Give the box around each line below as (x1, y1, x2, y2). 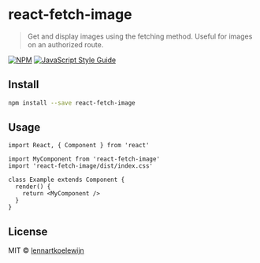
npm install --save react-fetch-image (8, 98, 136, 107)
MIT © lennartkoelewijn (8, 246, 84, 255)
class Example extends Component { (8, 176, 125, 184)
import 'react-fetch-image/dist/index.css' (8, 162, 154, 170)
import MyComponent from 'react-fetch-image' (8, 155, 160, 163)
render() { (15, 183, 51, 191)
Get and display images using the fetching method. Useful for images (27, 31, 253, 41)
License (8, 224, 48, 238)
